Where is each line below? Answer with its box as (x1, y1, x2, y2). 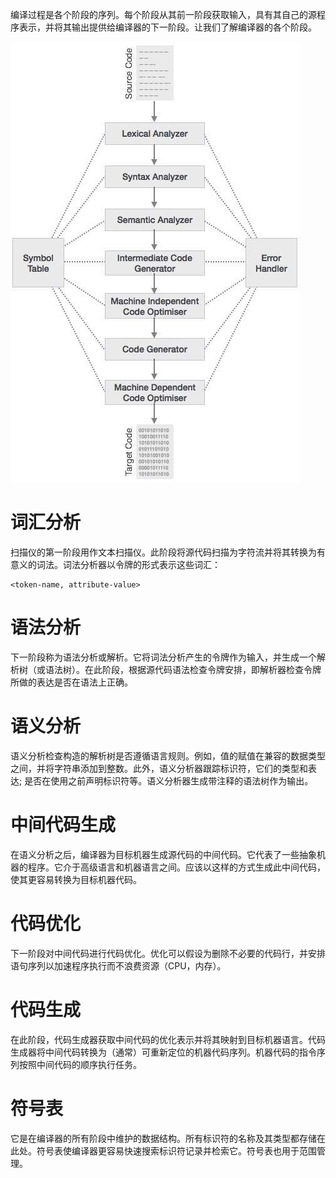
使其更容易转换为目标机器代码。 (10, 873, 142, 885)
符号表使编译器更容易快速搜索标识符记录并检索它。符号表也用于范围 (36, 1144, 317, 1157)
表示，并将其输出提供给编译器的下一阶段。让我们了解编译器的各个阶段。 (18, 21, 317, 33)
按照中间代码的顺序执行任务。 (18, 1058, 142, 1070)
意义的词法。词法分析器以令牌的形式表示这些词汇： (10, 558, 221, 570)
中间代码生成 (10, 814, 117, 836)
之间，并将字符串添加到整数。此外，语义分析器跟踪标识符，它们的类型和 (10, 762, 308, 774)
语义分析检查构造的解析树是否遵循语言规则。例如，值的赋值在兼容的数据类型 (10, 749, 326, 762)
